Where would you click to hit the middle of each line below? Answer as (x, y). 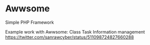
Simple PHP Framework (30, 22)
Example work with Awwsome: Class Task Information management (75, 32)
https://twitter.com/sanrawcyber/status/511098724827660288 (69, 37)
